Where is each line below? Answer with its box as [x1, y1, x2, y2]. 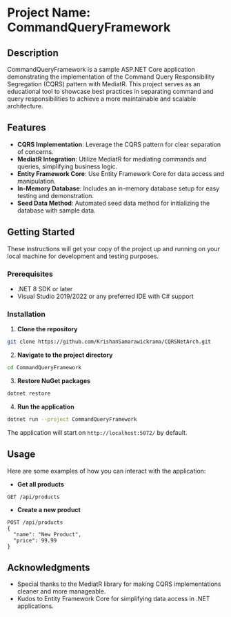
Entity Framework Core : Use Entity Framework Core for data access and [17, 169, 225, 177]
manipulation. [17, 177, 57, 185]
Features [7, 122, 46, 134]
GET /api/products [7, 493, 60, 500]
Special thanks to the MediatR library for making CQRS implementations [17, 580, 222, 588]
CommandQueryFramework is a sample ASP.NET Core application [7, 66, 195, 73]
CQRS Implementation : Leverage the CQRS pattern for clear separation [17, 140, 221, 148]
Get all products [17, 480, 64, 488]
